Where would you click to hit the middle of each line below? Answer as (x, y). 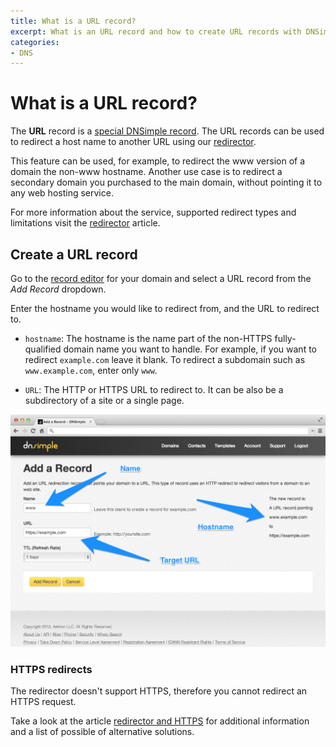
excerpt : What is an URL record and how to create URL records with (156, 31)
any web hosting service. (62, 193)
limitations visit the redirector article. (85, 223)
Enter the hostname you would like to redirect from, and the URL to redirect (165, 308)
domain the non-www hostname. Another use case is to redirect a (146, 172)
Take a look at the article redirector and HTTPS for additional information (160, 721)
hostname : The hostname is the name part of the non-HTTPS (148, 338)
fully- (285, 338)
